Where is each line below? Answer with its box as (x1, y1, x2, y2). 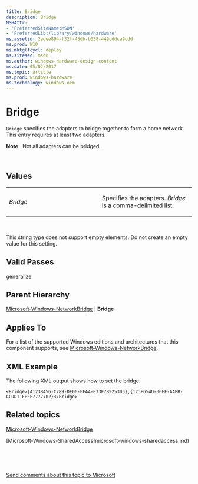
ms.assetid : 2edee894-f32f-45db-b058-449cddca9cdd (6, 36, 133, 42)
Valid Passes (6, 257, 54, 267)
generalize (6, 273, 32, 280)
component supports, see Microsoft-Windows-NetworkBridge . (6, 345, 159, 352)
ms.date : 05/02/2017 (6, 63, 57, 70)
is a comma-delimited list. (102, 201, 174, 210)
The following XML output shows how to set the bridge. (6, 377, 141, 384)
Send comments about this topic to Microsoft (6, 471, 116, 478)
